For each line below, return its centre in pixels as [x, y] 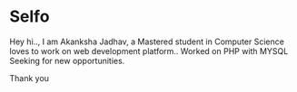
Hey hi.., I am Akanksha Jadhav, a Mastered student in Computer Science [147, 41]
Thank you [30, 78]
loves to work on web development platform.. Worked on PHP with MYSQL [149, 51]
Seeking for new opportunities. [67, 60]
